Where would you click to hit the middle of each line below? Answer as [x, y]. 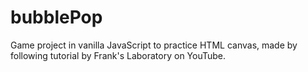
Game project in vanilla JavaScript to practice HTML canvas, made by [154, 45]
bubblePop [56, 17]
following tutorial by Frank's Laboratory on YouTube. [118, 55]
